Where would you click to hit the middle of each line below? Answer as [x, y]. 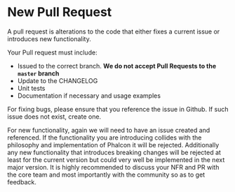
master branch [38, 73]
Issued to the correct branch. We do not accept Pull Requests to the [117, 66]
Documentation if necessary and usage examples [89, 96]
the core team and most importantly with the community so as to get [106, 175]
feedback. [22, 182]
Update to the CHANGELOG [58, 80]
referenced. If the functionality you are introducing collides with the [105, 138]
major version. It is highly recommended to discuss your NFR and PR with [113, 167]
